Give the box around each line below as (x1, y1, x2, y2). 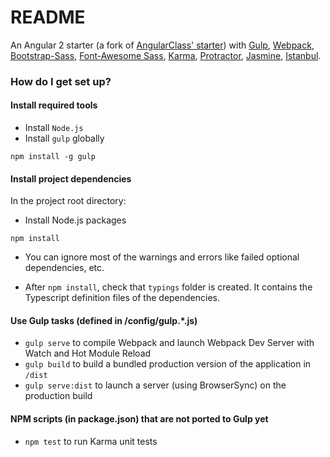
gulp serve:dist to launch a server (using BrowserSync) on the (24, 379, 287, 391)
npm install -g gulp (10, 152, 97, 162)
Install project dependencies (10, 172, 132, 185)
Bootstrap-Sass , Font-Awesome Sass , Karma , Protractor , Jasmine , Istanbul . (10, 49, 322, 61)
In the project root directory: (10, 195, 127, 207)
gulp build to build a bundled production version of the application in (24, 358, 312, 370)
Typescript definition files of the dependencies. (24, 292, 221, 304)
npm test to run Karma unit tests (24, 435, 158, 447)
